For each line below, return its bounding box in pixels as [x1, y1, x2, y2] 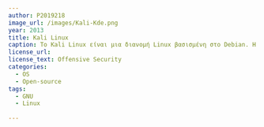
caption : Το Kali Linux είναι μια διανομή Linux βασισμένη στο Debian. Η [8, 41, 257, 49]
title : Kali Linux [8, 33, 69, 42]
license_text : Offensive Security [8, 56, 123, 64]
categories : [8, 63, 47, 71]
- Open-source [15, 77, 62, 85]
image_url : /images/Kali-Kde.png [8, 19, 119, 27]
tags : [8, 84, 26, 93]
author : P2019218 [8, 11, 66, 20]
